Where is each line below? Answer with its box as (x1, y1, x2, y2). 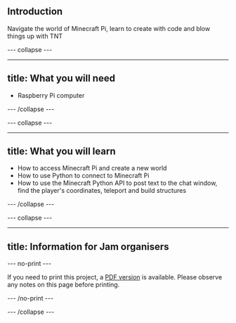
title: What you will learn (7, 146, 116, 158)
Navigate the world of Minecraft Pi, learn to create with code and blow (7, 24, 211, 32)
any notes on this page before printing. (7, 281, 120, 289)
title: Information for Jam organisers (7, 241, 170, 253)
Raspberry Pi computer (17, 91, 85, 99)
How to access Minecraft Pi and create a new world (17, 164, 167, 172)
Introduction (7, 6, 63, 18)
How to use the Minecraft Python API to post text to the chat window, (17, 179, 218, 187)
